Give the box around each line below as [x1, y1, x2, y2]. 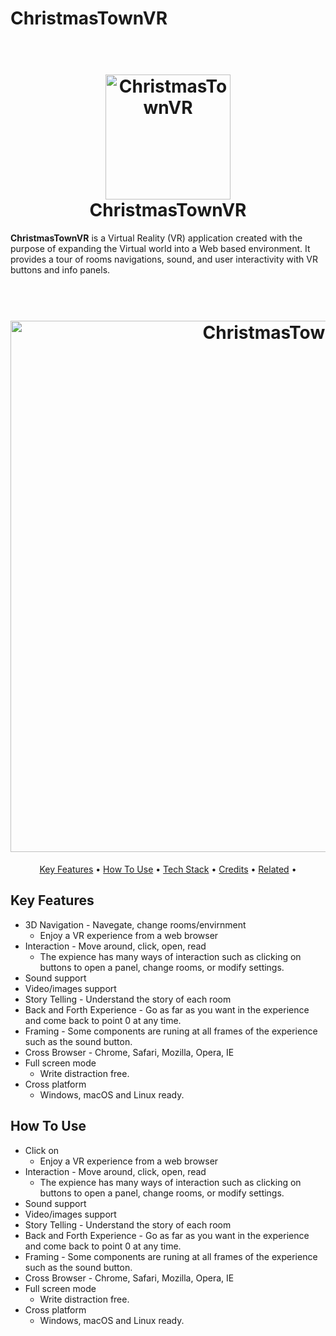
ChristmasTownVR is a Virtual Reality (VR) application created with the [10, 232, 303, 244]
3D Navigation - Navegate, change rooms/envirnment [24, 918, 247, 931]
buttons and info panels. [10, 264, 111, 276]
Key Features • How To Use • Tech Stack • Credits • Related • [39, 863, 297, 876]
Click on [24, 1144, 60, 1156]
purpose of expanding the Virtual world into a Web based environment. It [10, 243, 311, 255]
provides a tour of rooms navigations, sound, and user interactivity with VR [10, 253, 318, 266]
